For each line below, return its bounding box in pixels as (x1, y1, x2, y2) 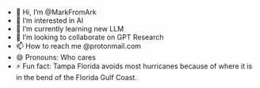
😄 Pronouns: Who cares (15, 53, 97, 62)
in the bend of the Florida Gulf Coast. (15, 73, 137, 82)
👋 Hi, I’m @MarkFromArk (15, 8, 97, 16)
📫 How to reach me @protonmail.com (15, 42, 141, 50)
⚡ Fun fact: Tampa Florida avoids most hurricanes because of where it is (15, 61, 253, 71)
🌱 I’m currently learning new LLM (15, 24, 124, 33)
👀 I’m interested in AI (15, 16, 84, 25)
